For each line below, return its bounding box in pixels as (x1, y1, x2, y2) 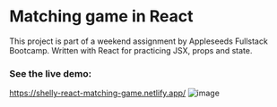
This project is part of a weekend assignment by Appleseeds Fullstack (9, 36, 269, 46)
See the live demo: (9, 67, 92, 79)
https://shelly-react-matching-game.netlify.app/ (9, 87, 186, 99)
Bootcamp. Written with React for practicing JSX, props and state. (9, 45, 253, 55)
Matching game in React (9, 6, 195, 27)
